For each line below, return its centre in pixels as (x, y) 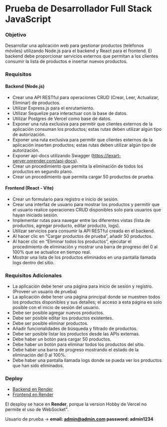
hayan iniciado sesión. (35, 215)
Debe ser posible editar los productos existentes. (63, 318)
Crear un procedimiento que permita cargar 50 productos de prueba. (83, 177)
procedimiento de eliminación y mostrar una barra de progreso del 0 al (85, 246)
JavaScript (28, 19)
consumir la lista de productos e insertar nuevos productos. (67, 61)
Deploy (14, 379)
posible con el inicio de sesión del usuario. (56, 308)
